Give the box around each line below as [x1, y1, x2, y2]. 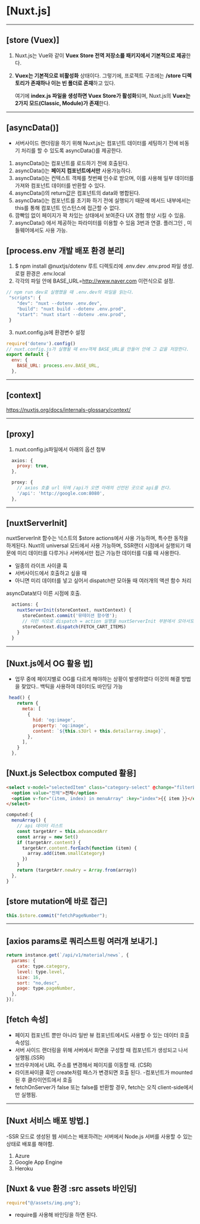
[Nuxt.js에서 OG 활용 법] [6, 658, 93, 668]
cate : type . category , [17, 963, 70, 969]
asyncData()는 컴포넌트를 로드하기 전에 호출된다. [14, 159, 129, 166]
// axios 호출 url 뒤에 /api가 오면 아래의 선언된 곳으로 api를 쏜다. [17, 485, 172, 491]
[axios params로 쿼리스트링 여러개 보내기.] [6, 936, 158, 946]
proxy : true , [17, 463, 49, 469]
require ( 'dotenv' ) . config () [6, 340, 76, 346]
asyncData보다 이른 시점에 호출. [6, 590, 82, 597]
